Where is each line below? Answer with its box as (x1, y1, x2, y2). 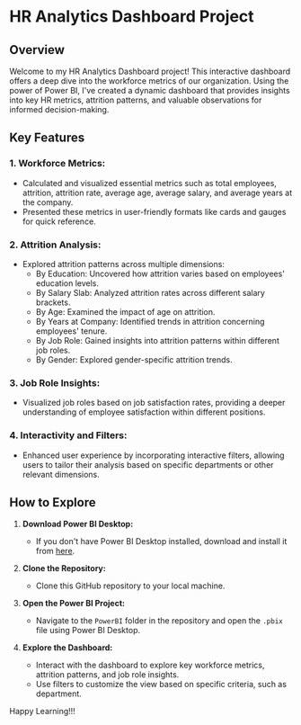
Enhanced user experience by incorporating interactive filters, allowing (22, 450, 285, 461)
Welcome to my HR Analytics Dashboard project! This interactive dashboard (9, 66, 291, 76)
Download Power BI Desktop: (22, 519, 134, 530)
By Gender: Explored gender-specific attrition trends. (35, 354, 233, 365)
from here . (35, 546, 75, 557)
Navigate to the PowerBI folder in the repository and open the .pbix (35, 615, 283, 626)
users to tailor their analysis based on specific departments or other (22, 459, 274, 470)
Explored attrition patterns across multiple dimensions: (22, 258, 225, 269)
